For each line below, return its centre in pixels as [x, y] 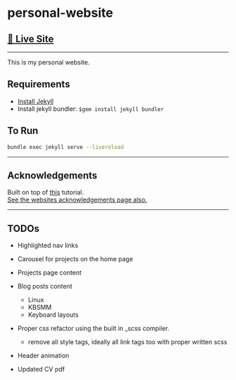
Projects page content [50, 273]
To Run [23, 131]
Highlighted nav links [48, 245]
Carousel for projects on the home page [75, 259]
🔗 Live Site [31, 39]
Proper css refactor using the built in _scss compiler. [93, 329]
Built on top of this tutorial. [46, 192]
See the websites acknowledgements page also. [77, 200]
